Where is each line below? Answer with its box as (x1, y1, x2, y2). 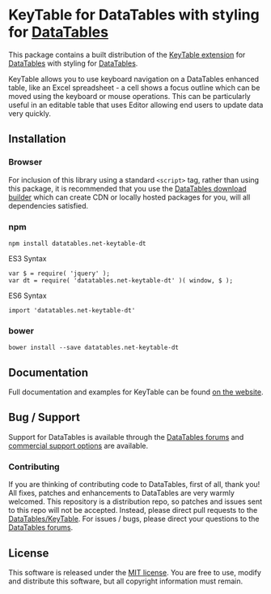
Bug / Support (8, 411, 81, 424)
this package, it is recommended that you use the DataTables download (8, 183, 247, 193)
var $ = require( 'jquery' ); (8, 269, 111, 278)
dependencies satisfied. (8, 200, 89, 210)
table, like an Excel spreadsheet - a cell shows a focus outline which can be (8, 83, 260, 93)
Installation (8, 132, 66, 146)
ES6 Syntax (8, 291, 47, 300)
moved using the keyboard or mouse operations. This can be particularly (8, 91, 251, 101)
